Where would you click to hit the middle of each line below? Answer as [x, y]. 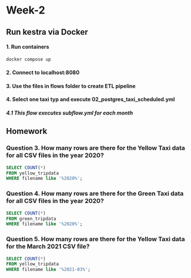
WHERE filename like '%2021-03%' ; [48, 270]
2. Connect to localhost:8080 [43, 73]
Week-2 [26, 10]
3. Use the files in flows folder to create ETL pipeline [71, 86]
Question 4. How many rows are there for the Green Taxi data [95, 193]
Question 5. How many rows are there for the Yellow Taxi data [95, 239]
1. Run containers [28, 47]
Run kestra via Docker [47, 32]
